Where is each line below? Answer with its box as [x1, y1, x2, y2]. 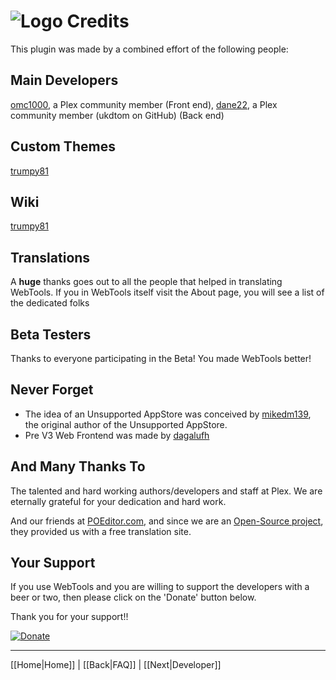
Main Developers [10, 72, 119, 89]
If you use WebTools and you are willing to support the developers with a [10, 581, 310, 593]
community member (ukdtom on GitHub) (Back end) [10, 109, 225, 121]
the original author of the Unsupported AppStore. [24, 418, 228, 430]
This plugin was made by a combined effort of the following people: [10, 43, 289, 55]
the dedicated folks [10, 297, 90, 309]
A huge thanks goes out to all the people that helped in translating [10, 276, 283, 288]
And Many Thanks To [10, 458, 146, 475]
